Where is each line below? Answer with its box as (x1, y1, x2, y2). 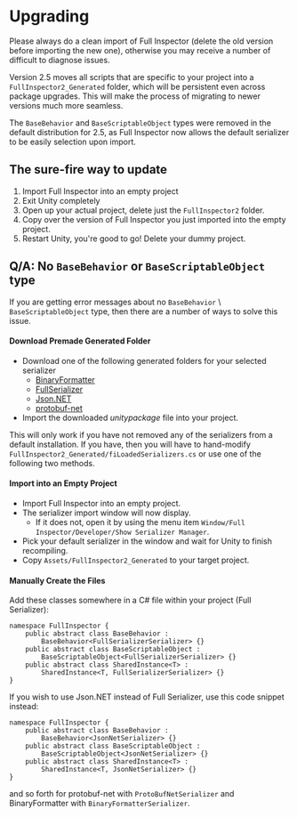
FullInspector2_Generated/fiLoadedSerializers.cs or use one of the (9, 448, 262, 459)
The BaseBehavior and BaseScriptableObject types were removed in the (9, 117, 271, 128)
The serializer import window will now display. (21, 507, 191, 518)
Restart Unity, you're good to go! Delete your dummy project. (21, 233, 246, 244)
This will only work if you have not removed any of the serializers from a (9, 429, 273, 440)
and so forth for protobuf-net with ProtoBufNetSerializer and (9, 789, 235, 799)
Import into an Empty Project (9, 478, 117, 489)
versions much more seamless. (9, 100, 124, 110)
